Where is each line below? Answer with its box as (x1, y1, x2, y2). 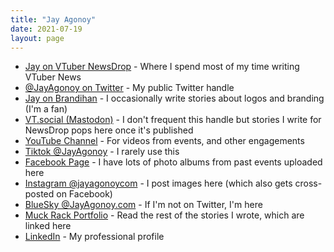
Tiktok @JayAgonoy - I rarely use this (24, 146, 180, 158)
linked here (24, 220, 72, 232)
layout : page (10, 33, 65, 43)
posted (24, 188, 55, 200)
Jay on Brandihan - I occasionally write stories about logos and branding (24, 92, 325, 105)
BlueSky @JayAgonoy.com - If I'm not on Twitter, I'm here (24, 199, 263, 211)
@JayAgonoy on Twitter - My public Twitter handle (24, 82, 235, 94)
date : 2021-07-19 (10, 24, 83, 34)
